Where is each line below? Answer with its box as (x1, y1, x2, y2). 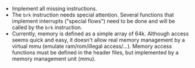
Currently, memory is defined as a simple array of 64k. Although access (11, 30, 189, 37)
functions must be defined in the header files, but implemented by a (11, 49, 179, 56)
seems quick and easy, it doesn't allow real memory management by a (11, 37, 185, 43)
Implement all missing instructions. (11, 5, 97, 12)
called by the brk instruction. (11, 24, 82, 31)
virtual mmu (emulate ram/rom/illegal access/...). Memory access (11, 43, 172, 50)
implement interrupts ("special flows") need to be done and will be (11, 18, 175, 24)
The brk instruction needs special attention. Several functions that (11, 11, 174, 18)
